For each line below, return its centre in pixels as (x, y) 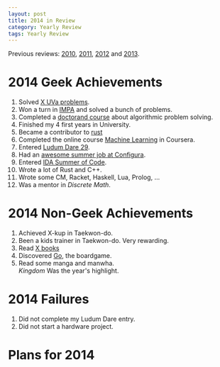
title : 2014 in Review (42, 21)
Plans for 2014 (51, 355)
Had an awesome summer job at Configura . (82, 155)
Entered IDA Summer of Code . (62, 162)
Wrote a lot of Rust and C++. (60, 170)
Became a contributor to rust (60, 132)
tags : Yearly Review (39, 34)
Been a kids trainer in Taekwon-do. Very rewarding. (94, 241)
